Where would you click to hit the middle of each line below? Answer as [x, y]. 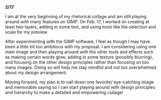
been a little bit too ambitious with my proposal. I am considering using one [81, 47]
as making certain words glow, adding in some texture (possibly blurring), [79, 57]
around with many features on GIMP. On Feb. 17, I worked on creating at [77, 22]
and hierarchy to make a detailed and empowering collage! [64, 92]
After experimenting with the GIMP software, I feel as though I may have [78, 41]
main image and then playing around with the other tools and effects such [80, 52]
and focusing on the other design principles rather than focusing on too [77, 62]
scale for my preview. [27, 32]
